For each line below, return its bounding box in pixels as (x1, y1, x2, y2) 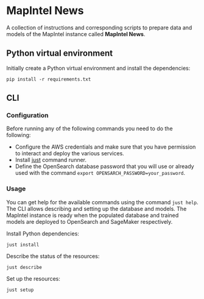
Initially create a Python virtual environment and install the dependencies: (6, 64, 191, 72)
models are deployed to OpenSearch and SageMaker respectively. (6, 218, 173, 225)
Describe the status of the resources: (6, 252, 100, 260)
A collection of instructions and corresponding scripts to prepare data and (6, 24, 192, 31)
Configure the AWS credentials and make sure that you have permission (15, 143, 196, 150)
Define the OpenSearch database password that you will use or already (15, 163, 194, 170)
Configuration (6, 111, 49, 120)
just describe (6, 264, 43, 270)
